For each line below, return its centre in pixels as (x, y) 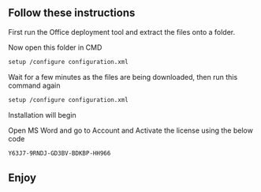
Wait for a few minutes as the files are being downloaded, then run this (123, 77)
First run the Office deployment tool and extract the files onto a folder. (122, 32)
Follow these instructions (72, 13)
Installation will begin (42, 115)
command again (34, 85)
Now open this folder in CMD (55, 47)
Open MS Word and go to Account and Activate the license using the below (131, 130)
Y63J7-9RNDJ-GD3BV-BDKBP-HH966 (60, 153)
